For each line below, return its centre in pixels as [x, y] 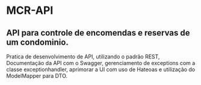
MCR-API [30, 11]
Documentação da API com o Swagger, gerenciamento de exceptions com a [101, 63]
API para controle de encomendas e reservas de [98, 33]
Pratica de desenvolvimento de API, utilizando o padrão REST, [83, 57]
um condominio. [38, 42]
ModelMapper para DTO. [37, 76]
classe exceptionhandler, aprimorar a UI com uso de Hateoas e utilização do [101, 69]
